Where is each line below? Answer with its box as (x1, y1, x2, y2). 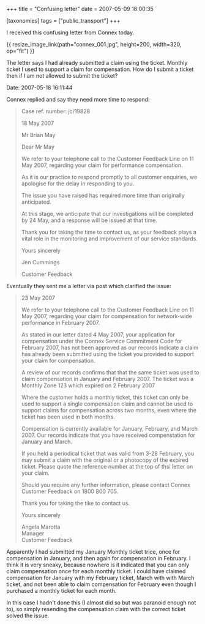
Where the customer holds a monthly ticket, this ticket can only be (21, 394, 188, 401)
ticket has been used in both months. (21, 413, 115, 420)
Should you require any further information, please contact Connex (21, 481, 191, 488)
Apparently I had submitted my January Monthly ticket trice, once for (6, 548, 181, 555)
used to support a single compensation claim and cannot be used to (21, 400, 193, 407)
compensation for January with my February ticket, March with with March (6, 574, 195, 581)
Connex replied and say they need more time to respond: (6, 96, 150, 103)
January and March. (21, 438, 72, 445)
